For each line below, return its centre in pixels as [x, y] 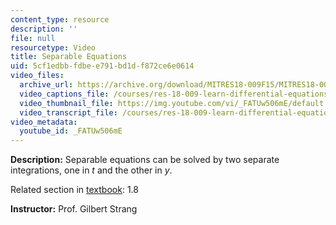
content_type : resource [60, 19]
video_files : [37, 76]
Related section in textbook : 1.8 [74, 190]
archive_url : [46, 85]
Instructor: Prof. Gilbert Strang [74, 209]
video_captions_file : [64, 94]
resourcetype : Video [53, 47]
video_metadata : [44, 122]
